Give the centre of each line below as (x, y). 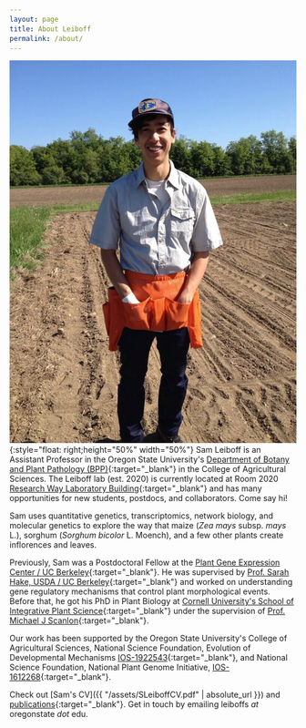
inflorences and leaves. (53, 545)
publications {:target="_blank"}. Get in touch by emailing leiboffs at (134, 704)
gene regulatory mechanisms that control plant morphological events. (140, 591)
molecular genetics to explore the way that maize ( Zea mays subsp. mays (148, 526)
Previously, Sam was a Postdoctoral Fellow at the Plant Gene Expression (145, 563)
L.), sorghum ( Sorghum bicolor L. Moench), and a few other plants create (147, 535)
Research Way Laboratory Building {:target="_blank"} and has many (136, 488)
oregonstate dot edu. (49, 714)
